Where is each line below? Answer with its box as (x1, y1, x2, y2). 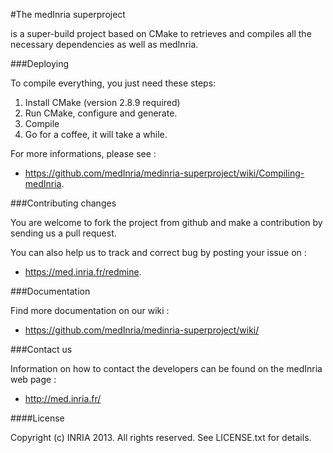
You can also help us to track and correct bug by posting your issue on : (10, 247, 307, 258)
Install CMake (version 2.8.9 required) (24, 97, 181, 108)
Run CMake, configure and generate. (24, 107, 178, 119)
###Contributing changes (10, 197, 117, 209)
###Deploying (10, 58, 70, 69)
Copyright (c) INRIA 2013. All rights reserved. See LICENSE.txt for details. (10, 432, 312, 443)
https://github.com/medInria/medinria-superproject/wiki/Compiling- (24, 167, 305, 179)
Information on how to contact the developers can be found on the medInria (10, 363, 323, 374)
